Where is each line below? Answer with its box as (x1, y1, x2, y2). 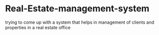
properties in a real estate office (5, 24, 71, 30)
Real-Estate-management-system (5, 3, 150, 14)
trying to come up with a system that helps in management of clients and (5, 19, 155, 25)
